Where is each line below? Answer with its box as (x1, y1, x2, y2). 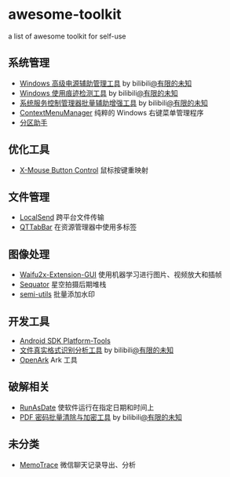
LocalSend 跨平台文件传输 (19, 213, 104, 222)
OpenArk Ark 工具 (19, 355, 78, 364)
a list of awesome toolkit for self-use (8, 31, 126, 41)
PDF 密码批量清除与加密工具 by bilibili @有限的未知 (19, 412, 183, 421)
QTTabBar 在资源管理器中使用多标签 (19, 222, 137, 232)
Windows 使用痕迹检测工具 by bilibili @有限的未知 (19, 88, 178, 97)
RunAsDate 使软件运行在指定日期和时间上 (19, 402, 155, 412)
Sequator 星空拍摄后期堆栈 (19, 280, 107, 289)
